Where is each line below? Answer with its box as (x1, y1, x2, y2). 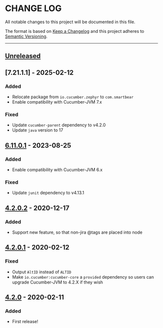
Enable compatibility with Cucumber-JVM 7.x (12, 99, 102, 105)
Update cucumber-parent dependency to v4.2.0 (12, 122, 106, 128)
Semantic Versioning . (5, 33, 48, 39)
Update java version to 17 (12, 127, 64, 133)
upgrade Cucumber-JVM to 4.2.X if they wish (12, 279, 103, 285)
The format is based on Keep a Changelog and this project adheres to (5, 28, 145, 34)
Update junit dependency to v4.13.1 (12, 190, 84, 196)
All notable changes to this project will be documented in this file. (5, 19, 136, 25)
